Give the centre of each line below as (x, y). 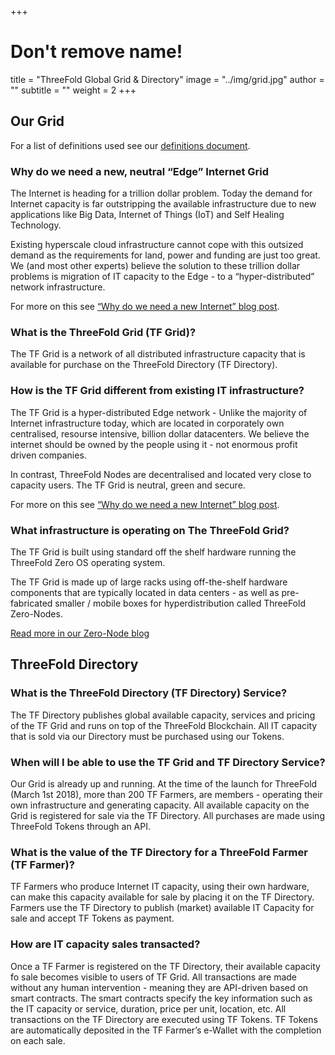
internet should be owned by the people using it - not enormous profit (154, 444)
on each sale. (38, 1040)
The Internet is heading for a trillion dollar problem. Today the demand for (161, 193)
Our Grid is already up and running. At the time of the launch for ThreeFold (164, 783)
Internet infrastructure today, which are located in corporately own (147, 423)
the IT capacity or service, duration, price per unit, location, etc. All (148, 1008)
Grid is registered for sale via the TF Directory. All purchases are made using (167, 815)
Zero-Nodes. (36, 613)
